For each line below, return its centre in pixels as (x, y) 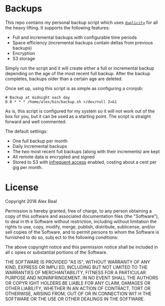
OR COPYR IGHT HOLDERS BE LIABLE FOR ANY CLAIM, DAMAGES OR (78, 283)
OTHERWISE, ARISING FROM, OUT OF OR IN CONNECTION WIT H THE (79, 294)
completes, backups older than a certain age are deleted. (64, 79)
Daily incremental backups (40, 146)
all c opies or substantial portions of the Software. (56, 252)
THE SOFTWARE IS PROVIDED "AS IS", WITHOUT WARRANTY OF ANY (78, 262)
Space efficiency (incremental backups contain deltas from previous (82, 42)
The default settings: (26, 131)
